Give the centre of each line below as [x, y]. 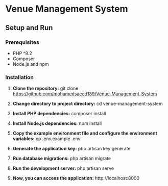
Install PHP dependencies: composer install [59, 114]
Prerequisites [22, 42]
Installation [20, 77]
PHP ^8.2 [22, 53]
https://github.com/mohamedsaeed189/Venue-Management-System [85, 94]
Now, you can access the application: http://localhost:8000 [76, 178]
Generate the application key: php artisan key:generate [72, 149]
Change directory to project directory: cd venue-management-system [88, 104]
